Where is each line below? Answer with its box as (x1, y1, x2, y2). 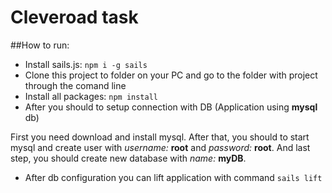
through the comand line (24, 79, 127, 91)
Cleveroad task (10, 6, 139, 29)
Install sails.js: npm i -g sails (24, 58, 148, 70)
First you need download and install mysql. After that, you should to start (10, 131, 310, 143)
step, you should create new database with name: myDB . (10, 152, 247, 164)
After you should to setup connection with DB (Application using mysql (24, 101, 318, 113)
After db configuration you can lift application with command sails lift (24, 171, 323, 183)
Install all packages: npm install (24, 90, 158, 102)
